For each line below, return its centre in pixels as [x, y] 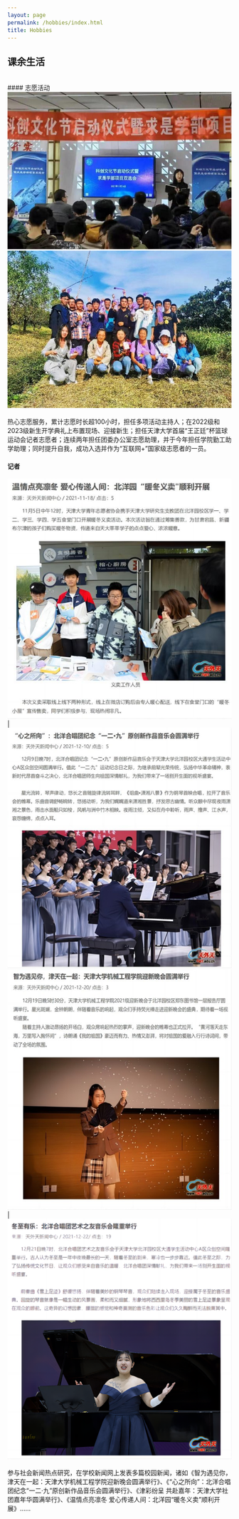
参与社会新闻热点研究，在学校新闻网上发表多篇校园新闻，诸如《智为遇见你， [119, 1473]
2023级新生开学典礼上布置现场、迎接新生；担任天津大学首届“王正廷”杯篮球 [117, 431]
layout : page [27, 15]
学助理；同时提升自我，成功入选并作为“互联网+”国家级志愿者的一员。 [109, 449]
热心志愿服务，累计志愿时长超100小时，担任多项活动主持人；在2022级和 [114, 422]
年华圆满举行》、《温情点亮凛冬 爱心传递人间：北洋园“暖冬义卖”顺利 [117, 1499]
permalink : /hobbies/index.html [55, 22]
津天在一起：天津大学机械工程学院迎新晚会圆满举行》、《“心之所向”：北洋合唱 [119, 1481]
